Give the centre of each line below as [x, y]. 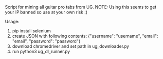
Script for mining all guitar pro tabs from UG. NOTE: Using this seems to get [81, 7]
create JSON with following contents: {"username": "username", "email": [85, 36]
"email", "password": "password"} [46, 41]
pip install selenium [31, 31]
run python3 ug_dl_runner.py [41, 51]
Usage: [12, 22]
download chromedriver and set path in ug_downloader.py [71, 46]
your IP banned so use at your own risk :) [46, 12]
